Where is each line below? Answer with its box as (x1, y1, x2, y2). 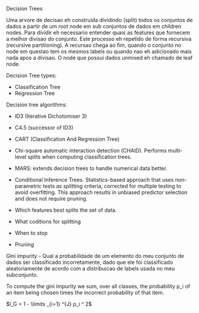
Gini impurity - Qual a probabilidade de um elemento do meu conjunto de (6, 253, 185, 259)
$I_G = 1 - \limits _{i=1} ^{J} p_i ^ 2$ (6, 301, 92, 307)
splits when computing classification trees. (27, 153, 132, 160)
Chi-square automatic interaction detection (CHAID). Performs (14, 147, 167, 154)
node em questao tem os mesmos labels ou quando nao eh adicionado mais (6, 48, 192, 55)
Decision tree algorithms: (6, 101, 68, 108)
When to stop (14, 230, 48, 236)
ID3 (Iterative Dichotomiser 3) (14, 112, 87, 120)
